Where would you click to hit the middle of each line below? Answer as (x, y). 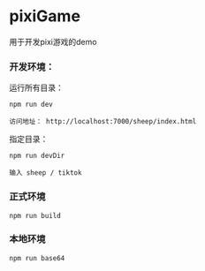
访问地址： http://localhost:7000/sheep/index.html (103, 122)
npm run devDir (37, 156)
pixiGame (45, 16)
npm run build (35, 215)
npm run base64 (37, 258)
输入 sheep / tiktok (46, 173)
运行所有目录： (36, 88)
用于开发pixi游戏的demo (53, 41)
